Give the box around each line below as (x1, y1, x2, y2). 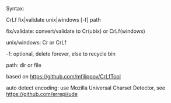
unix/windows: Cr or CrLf (6, 39, 67, 46)
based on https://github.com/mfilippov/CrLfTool (6, 73, 121, 80)
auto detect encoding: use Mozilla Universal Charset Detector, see (6, 84, 165, 91)
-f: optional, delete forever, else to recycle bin (6, 50, 116, 57)
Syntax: (6, 5, 25, 12)
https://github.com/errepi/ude (6, 91, 78, 97)
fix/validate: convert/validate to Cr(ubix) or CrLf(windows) (6, 28, 146, 35)
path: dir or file (6, 61, 42, 68)
